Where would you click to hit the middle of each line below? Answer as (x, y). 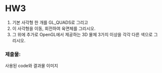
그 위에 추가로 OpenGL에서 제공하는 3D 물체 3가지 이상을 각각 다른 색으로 (82, 34)
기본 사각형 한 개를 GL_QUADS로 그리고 (50, 22)
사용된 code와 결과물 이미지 (32, 66)
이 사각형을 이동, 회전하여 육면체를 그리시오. (54, 28)
